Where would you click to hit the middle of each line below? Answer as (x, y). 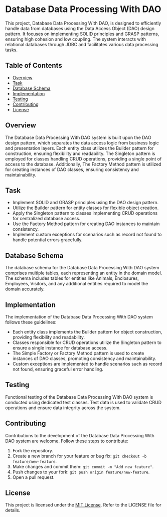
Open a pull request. (34, 477)
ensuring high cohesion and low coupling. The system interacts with (76, 39)
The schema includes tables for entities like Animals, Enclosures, (72, 278)
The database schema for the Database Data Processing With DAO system (82, 268)
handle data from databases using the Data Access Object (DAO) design (80, 28)
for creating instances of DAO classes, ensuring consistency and (72, 169)
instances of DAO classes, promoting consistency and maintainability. (84, 359)
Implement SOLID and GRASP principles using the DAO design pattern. (86, 203)
